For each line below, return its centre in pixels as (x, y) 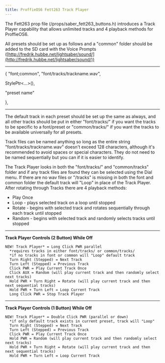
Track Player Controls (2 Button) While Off (49, 237)
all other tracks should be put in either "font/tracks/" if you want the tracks (81, 122)
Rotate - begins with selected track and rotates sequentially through (81, 208)
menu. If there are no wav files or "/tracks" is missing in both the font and (79, 177)
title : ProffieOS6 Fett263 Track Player (47, 10)
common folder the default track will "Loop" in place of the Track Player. (78, 182)
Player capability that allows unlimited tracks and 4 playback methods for (79, 29)
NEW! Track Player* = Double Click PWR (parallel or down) (67, 317)
